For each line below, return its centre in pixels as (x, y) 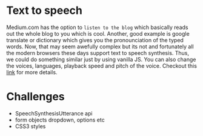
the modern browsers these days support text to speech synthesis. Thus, (98, 53)
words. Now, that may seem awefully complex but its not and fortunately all (100, 47)
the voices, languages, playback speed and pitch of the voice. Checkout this (101, 66)
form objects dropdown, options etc (60, 120)
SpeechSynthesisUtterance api (54, 113)
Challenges (35, 97)
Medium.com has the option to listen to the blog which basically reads (97, 27)
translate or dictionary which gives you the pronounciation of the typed (95, 40)
